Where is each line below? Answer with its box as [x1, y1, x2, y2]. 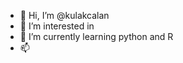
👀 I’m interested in [19, 20, 95, 32]
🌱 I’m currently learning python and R [19, 31, 174, 42]
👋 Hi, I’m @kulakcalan [19, 10, 110, 21]
